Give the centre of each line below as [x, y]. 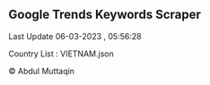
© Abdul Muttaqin [42, 71]
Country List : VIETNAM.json [61, 54]
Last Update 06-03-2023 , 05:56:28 [75, 36]
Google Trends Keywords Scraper [105, 15]
